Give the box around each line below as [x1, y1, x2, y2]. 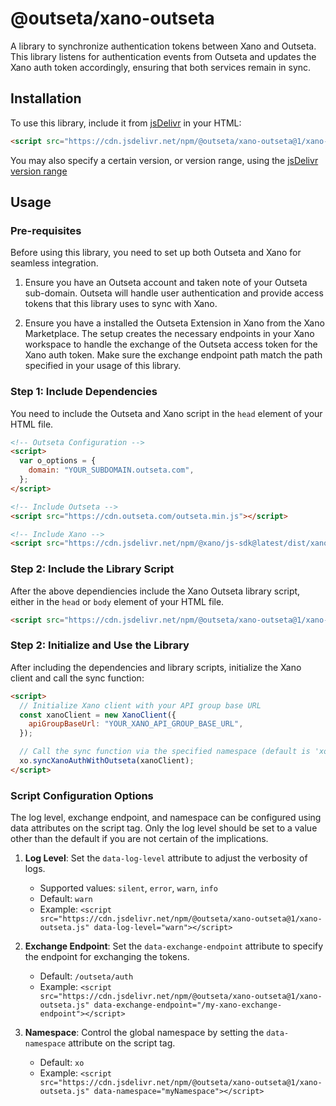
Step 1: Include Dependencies [10, 385, 158, 399]
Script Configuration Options [10, 788, 154, 802]
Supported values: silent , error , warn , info [39, 882, 218, 894]
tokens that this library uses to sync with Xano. [24, 298, 218, 310]
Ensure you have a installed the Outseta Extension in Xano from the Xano [24, 317, 325, 329]
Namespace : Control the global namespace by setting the [24, 1027, 265, 1039]
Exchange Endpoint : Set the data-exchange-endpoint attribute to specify [24, 940, 324, 952]
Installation [10, 90, 82, 107]
